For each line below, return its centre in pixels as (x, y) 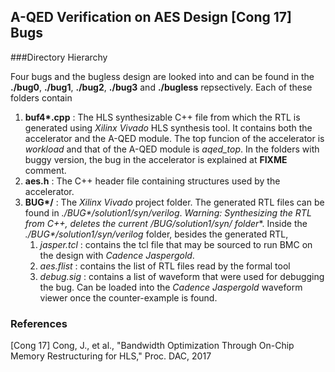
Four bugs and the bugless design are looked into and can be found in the (162, 76)
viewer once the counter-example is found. (128, 297)
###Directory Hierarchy (59, 57)
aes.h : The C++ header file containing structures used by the (152, 181)
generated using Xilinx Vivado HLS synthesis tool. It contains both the (168, 127)
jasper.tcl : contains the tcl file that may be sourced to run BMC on (176, 244)
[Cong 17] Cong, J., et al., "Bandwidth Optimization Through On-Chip (152, 346)
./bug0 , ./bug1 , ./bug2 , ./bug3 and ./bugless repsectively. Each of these (161, 87)
